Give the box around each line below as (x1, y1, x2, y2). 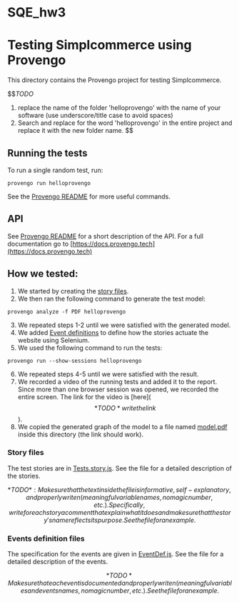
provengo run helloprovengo (7, 179, 91, 186)
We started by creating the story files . (17, 286, 129, 295)
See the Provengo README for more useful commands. (7, 192, 171, 201)
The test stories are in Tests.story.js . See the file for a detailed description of (7, 463, 232, 472)
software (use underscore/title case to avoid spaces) (17, 111, 173, 120)
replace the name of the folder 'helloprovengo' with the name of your (17, 104, 221, 112)
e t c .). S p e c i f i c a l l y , (93, 501, 146, 509)
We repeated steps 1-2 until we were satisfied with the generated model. (17, 321, 231, 329)
